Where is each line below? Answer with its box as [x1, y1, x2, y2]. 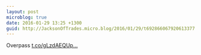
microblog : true [6, 14, 47, 20]
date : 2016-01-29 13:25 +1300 [6, 20, 82, 26]
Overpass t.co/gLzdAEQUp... [6, 42, 78, 49]
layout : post [6, 8, 39, 15]
